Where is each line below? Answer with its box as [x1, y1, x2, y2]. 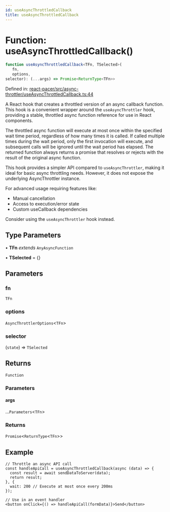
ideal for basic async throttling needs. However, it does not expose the [5, 170, 154, 176]
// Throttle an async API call [5, 462, 72, 467]
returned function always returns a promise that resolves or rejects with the [5, 149, 164, 155]
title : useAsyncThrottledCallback [5, 12, 79, 17]
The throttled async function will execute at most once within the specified [5, 127, 162, 133]
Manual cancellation [12, 195, 55, 201]
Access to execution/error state [12, 200, 80, 207]
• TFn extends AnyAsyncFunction [5, 244, 74, 251]
